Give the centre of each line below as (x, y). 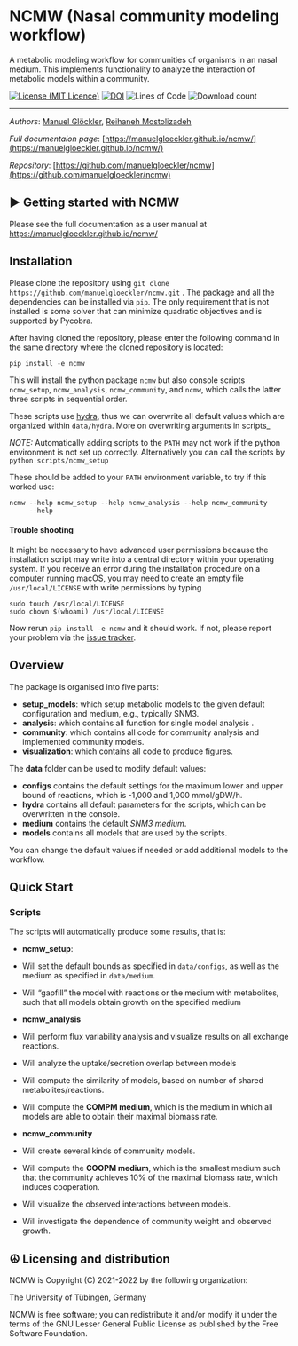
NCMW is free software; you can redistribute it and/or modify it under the (143, 1315)
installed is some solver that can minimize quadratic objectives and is (136, 311)
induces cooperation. (61, 1187)
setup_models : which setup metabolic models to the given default (143, 704)
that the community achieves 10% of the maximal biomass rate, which (149, 1177)
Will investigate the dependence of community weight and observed (147, 1222)
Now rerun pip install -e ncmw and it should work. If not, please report (141, 628)
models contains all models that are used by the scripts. (125, 833)
